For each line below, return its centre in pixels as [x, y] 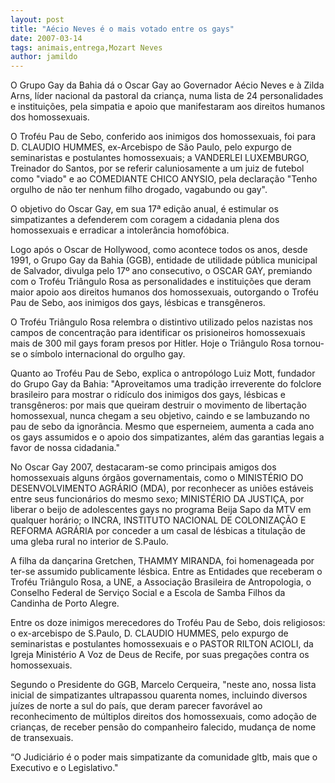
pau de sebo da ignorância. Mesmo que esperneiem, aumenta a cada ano [162, 427]
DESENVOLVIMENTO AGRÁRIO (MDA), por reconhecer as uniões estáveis [162, 488]
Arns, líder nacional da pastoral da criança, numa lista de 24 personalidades [167, 96]
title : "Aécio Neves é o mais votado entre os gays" [122, 29]
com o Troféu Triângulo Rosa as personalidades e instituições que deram [161, 282]
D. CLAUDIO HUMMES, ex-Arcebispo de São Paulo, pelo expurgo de [151, 147]
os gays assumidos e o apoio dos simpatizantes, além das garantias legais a [167, 437]
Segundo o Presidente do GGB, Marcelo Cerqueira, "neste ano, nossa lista [163, 685]
